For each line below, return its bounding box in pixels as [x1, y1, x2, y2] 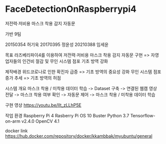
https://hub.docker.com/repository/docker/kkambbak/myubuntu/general [5, 133, 153, 139]
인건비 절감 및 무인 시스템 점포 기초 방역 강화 [22, 58, 108, 64]
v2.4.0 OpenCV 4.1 [21, 118, 59, 124]
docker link [5, 128, 28, 134]
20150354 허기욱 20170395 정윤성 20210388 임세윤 [5, 41, 109, 48]
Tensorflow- [130, 112, 156, 118]
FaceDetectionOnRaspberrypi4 [5, 3, 137, 15]
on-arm [5, 118, 21, 124]
